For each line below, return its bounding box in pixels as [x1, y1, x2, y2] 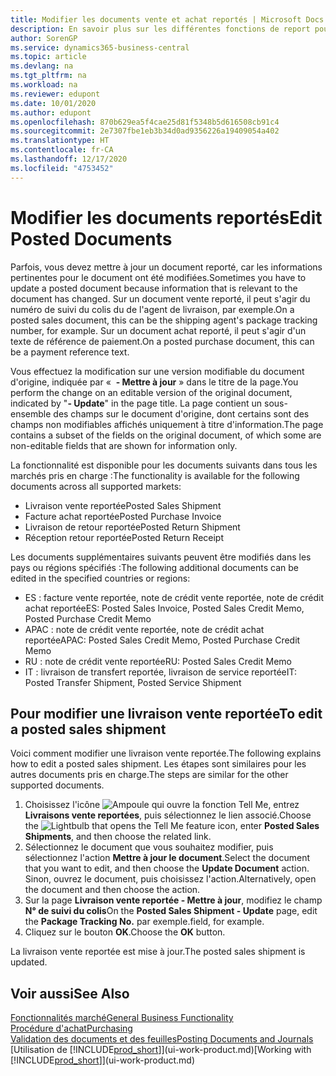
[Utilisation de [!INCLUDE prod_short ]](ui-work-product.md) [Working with [10, 1044, 312, 1056]
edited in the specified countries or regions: [10, 572, 191, 584]
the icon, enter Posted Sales [24, 820, 320, 832]
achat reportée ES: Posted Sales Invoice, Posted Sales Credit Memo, [24, 602, 305, 614]
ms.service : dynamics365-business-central [10, 42, 190, 53]
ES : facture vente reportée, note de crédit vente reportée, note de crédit [24, 591, 325, 603]
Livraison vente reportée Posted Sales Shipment [24, 499, 222, 511]
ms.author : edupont [10, 107, 92, 118]
